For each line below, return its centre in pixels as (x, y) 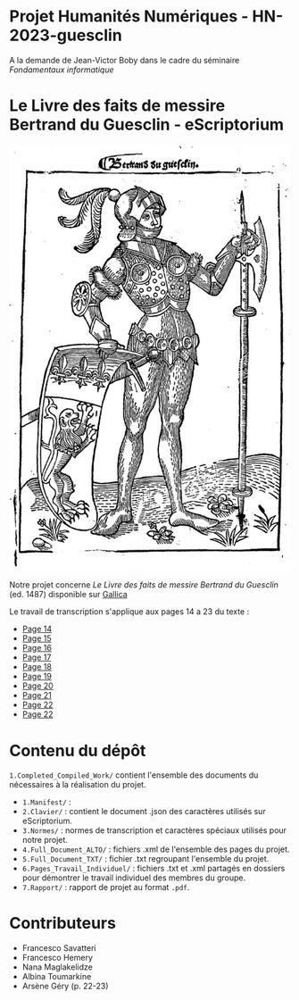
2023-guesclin (66, 35)
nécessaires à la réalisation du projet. (78, 785)
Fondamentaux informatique (62, 70)
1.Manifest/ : (46, 802)
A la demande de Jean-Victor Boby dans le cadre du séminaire (125, 60)
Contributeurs (62, 924)
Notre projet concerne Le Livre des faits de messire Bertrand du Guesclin (144, 585)
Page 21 (37, 696)
